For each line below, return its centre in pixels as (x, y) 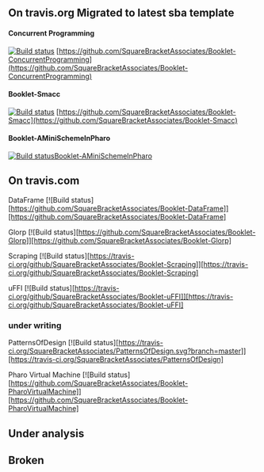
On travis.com (44, 181)
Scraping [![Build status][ (49, 256)
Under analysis (46, 434)
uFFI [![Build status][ (42, 287)
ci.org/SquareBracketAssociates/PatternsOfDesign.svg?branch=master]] (127, 351)
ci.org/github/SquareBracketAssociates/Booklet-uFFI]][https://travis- (121, 296)
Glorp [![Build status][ (44, 232)
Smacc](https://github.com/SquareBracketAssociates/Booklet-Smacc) (123, 120)
